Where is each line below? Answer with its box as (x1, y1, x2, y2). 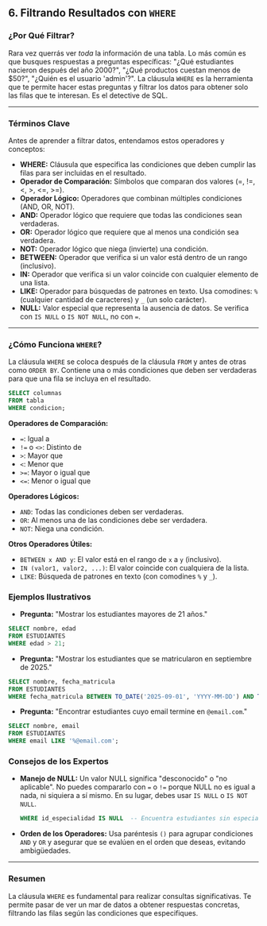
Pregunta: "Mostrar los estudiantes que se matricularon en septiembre (19, 653, 252, 663)
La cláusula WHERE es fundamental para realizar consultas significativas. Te (8, 891, 252, 901)
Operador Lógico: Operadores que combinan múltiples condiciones (19, 193, 242, 203)
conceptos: (8, 144, 45, 153)
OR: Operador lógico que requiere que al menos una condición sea (19, 227, 240, 237)
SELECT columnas (8, 389, 62, 397)
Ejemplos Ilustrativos (8, 591, 91, 602)
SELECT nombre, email (8, 723, 80, 730)
